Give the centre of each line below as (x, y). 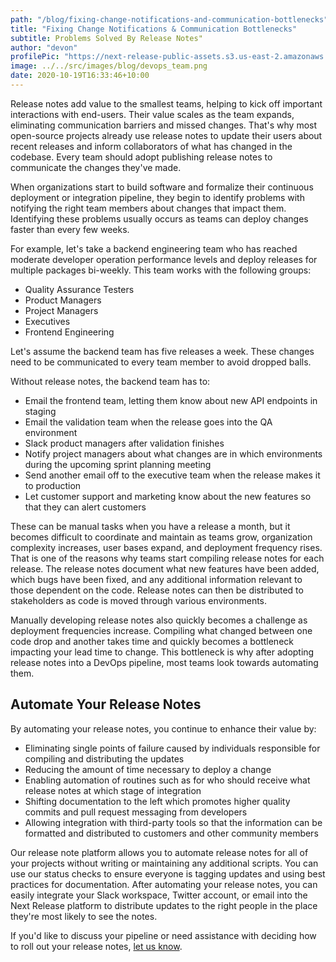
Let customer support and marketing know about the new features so (168, 496)
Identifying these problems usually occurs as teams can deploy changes (159, 218)
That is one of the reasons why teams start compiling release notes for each (167, 558)
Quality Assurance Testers (79, 289)
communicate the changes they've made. (96, 167)
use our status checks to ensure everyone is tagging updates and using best (168, 873)
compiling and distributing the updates (104, 758)
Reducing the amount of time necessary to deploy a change (148, 769)
